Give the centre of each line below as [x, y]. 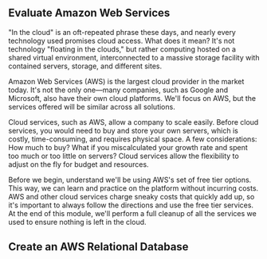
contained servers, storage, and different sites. [85, 66]
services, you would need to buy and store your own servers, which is [124, 130]
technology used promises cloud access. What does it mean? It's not [122, 41]
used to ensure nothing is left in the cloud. [77, 222]
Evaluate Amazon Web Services [89, 13]
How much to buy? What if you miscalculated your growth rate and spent [128, 147]
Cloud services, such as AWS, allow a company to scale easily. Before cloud [133, 122]
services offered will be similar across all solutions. [92, 106]
